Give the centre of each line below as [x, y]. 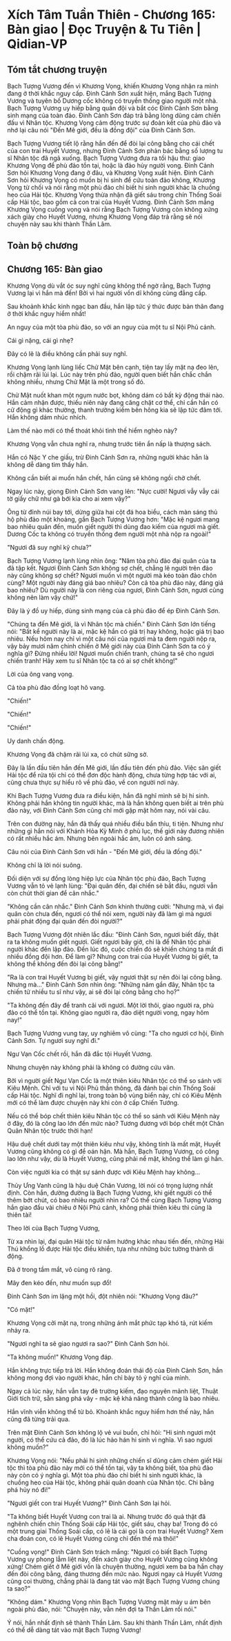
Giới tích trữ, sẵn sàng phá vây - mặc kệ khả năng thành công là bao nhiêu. [114, 1399]
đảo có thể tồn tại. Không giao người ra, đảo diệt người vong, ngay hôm [108, 1013]
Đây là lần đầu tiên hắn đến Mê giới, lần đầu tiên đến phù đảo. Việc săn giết [114, 768]
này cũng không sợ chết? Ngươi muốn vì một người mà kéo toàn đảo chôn [112, 575]
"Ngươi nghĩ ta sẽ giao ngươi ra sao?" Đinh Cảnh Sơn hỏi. [88, 1344]
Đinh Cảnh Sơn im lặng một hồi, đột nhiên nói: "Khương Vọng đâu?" [103, 1296]
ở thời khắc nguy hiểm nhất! [47, 314]
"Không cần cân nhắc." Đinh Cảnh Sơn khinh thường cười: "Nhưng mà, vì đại [115, 906]
